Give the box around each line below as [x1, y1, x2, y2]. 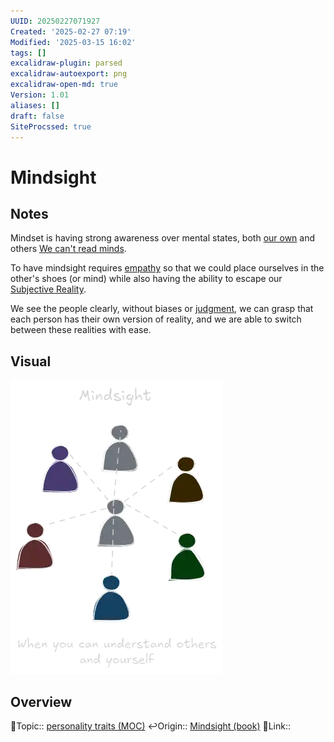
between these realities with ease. [10, 324, 152, 336]
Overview [10, 693, 73, 710]
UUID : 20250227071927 [10, 16, 101, 26]
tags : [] [10, 48, 47, 58]
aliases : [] [10, 100, 60, 110]
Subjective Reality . [10, 283, 87, 295]
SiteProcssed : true [10, 121, 92, 132]
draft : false [10, 111, 65, 121]
